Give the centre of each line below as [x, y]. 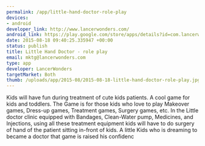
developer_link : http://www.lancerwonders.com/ [68, 29]
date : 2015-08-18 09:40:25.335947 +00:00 [60, 40]
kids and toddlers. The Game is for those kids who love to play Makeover [98, 104]
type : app [19, 63]
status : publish [27, 46]
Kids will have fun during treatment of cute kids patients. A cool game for [98, 98]
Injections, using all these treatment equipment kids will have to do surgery [100, 123]
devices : [17, 18]
